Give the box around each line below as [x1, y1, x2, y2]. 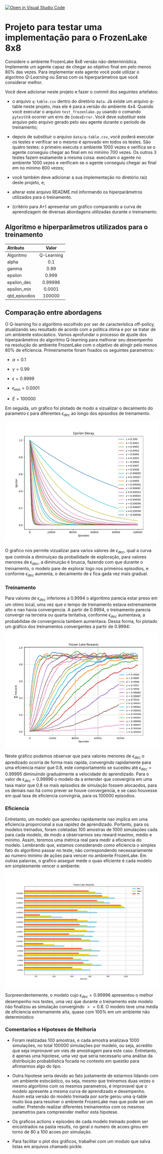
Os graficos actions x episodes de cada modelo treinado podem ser [12, 1118, 148, 1124]
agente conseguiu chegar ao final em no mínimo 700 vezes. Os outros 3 [12, 149, 157, 155]
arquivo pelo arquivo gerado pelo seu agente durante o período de [12, 119, 146, 125]
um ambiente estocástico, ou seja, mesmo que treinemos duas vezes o [12, 1078, 155, 1084]
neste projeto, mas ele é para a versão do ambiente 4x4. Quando [23, 103, 154, 109]
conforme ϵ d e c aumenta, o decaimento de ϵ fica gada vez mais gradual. [5, 571, 148, 577]
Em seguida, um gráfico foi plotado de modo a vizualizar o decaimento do [5, 406, 153, 411]
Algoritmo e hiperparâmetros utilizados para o [5, 223, 148, 232]
